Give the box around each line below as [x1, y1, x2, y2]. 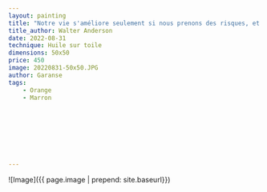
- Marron [22, 94, 52, 102]
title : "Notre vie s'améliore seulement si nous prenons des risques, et [8, 19, 261, 27]
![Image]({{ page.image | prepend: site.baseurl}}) [8, 175, 171, 185]
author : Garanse [8, 71, 63, 79]
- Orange [22, 86, 52, 94]
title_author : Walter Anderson [8, 26, 113, 34]
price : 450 [8, 57, 45, 65]
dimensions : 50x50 [8, 49, 70, 57]
